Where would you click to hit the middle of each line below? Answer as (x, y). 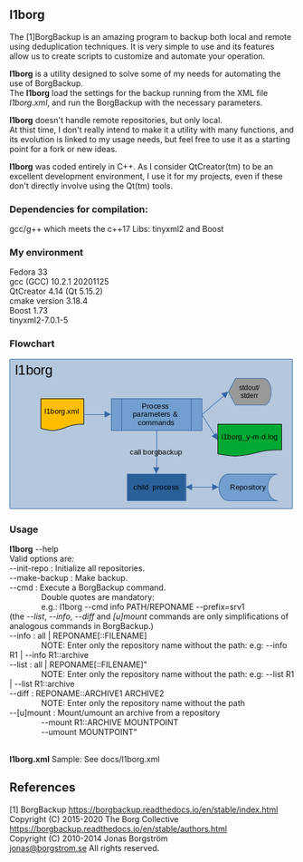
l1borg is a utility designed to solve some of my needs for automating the (145, 73)
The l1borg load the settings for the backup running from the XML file (139, 92)
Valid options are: (42, 558)
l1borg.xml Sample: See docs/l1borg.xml (85, 759)
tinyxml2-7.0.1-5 (39, 320)
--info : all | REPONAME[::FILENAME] (78, 635)
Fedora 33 (28, 272)
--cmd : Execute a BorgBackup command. (88, 587)
